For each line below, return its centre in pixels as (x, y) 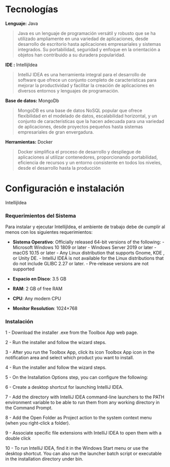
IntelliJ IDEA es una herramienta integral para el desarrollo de (82, 74)
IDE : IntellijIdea (22, 65)
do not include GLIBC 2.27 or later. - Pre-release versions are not (80, 264)
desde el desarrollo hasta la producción (59, 168)
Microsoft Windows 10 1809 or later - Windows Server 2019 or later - (84, 247)
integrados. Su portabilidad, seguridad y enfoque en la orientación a (89, 49)
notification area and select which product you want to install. (70, 358)
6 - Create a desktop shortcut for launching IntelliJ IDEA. (64, 387)
